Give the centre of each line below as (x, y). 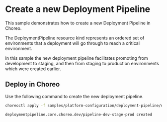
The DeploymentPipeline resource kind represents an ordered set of (75, 38)
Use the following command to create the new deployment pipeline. (75, 96)
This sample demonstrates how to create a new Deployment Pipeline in (78, 23)
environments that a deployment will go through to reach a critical (73, 43)
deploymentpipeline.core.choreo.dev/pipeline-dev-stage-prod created (79, 115)
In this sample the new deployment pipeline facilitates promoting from (77, 58)
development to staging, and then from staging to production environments (82, 63)
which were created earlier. (33, 69)
